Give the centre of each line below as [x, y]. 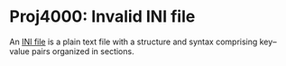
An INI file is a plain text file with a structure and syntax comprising [134, 42]
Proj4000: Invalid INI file [102, 17]
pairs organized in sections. [83, 51]
